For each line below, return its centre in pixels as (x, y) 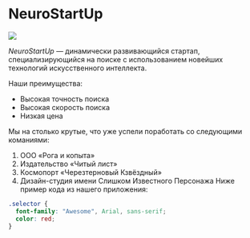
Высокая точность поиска (65, 99)
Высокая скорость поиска (65, 107)
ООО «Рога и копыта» (57, 155)
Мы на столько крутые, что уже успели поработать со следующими (125, 131)
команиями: (29, 140)
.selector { (28, 204)
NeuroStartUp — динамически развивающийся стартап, (104, 51)
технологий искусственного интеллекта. (78, 68)
